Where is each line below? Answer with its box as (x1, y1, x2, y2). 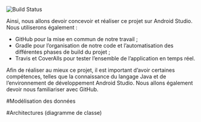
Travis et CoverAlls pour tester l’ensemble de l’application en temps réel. (15, 55, 196, 62)
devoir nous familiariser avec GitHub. (6, 86, 99, 93)
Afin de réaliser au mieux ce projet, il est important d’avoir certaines (6, 66, 176, 74)
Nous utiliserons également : (6, 24, 77, 31)
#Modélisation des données (6, 97, 76, 104)
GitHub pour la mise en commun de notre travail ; (15, 36, 138, 42)
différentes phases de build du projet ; (15, 48, 111, 56)
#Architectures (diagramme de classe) (6, 109, 102, 116)
